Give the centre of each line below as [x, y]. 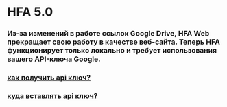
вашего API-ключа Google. [54, 59]
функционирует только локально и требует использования [112, 51]
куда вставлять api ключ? [52, 95]
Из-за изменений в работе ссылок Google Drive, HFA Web [108, 34]
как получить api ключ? [49, 78]
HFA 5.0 [30, 12]
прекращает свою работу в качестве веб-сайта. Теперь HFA [114, 42]
